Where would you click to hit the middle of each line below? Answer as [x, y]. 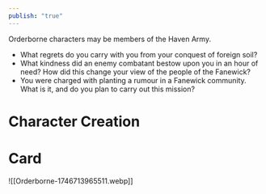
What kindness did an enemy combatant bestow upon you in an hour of [139, 63]
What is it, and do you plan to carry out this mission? [108, 89]
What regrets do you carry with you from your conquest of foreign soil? [139, 54]
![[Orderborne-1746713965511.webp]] [71, 181]
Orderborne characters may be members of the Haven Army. [110, 39]
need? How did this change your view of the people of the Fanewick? [135, 72]
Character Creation [74, 121]
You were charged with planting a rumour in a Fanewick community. [133, 80]
